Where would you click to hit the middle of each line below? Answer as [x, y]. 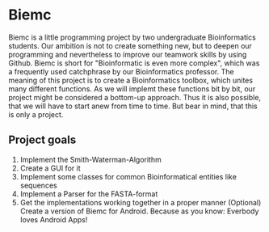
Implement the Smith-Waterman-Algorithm [90, 159]
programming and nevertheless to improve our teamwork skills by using [128, 54]
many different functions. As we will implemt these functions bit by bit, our [132, 89]
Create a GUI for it [50, 168]
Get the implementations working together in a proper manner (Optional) [141, 202]
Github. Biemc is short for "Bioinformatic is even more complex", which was [134, 63]
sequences [39, 185]
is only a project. [36, 114]
